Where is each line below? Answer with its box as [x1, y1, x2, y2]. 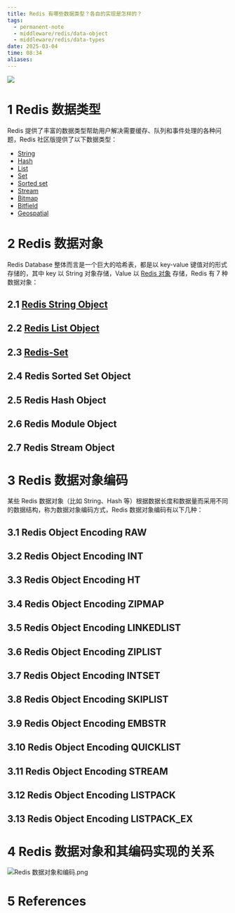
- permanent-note [13, 23, 65, 30]
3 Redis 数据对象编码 [7, 472, 128, 488]
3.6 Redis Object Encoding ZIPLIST [7, 646, 163, 658]
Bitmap [17, 194, 39, 202]
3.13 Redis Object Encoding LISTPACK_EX [7, 813, 194, 825]
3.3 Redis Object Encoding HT [7, 574, 141, 586]
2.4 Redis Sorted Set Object [7, 370, 131, 382]
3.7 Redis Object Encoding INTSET [7, 670, 161, 682]
